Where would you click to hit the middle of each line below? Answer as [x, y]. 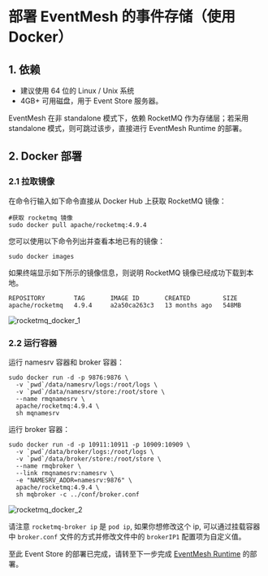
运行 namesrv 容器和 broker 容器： [66, 362]
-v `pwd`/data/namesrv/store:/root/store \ [90, 391]
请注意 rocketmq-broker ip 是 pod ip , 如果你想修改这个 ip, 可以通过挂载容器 [134, 526]
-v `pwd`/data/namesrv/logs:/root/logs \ [87, 384]
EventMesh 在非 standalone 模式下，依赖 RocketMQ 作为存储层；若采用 [129, 118]
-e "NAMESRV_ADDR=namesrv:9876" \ [74, 480]
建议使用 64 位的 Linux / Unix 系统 [77, 91]
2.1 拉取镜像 [32, 181]
